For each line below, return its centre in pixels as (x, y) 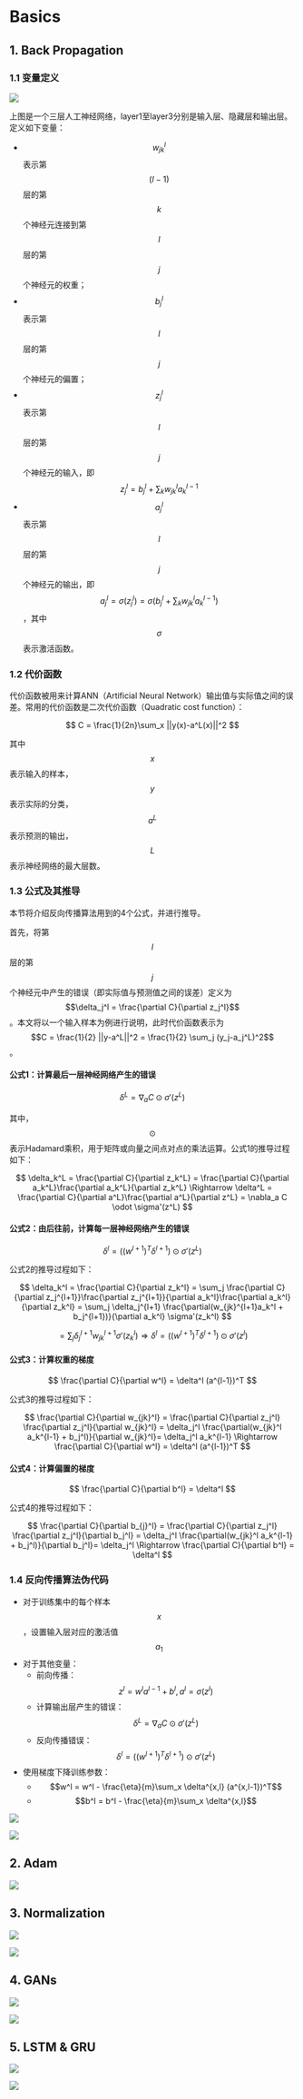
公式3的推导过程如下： (52, 1399)
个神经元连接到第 (54, 225)
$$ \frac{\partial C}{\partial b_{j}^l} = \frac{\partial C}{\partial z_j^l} (152, 1526)
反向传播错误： (64, 1740)
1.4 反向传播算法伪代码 (59, 1580)
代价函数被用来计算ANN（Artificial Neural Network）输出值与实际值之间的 (147, 695)
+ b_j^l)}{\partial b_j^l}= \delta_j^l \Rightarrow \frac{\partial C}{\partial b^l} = (152, 1545)
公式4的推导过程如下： (52, 1508)
